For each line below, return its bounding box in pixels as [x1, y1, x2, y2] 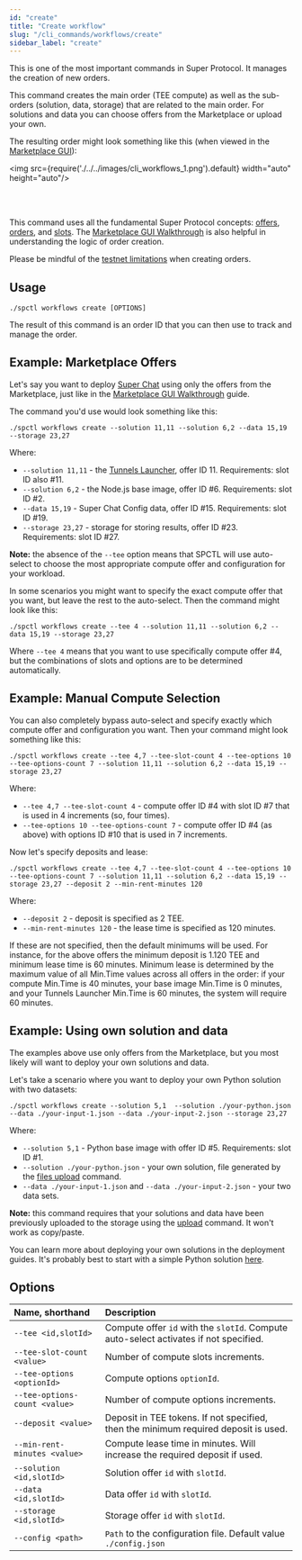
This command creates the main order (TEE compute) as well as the [9, 90, 261, 101]
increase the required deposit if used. [104, 1448, 263, 1461]
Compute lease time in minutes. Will [104, 1438, 256, 1450]
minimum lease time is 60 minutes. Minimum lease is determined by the [9, 959, 274, 969]
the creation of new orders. [9, 73, 111, 84]
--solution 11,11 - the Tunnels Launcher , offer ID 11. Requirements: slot [22, 464, 289, 475]
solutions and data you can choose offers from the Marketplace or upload [9, 109, 283, 120]
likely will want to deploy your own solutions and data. [9, 1057, 209, 1068]
